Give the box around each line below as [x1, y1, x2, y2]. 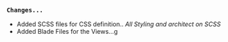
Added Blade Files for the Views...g [16, 28, 118, 36]
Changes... [6, 6, 43, 14]
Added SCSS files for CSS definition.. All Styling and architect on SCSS [16, 20, 221, 28]
